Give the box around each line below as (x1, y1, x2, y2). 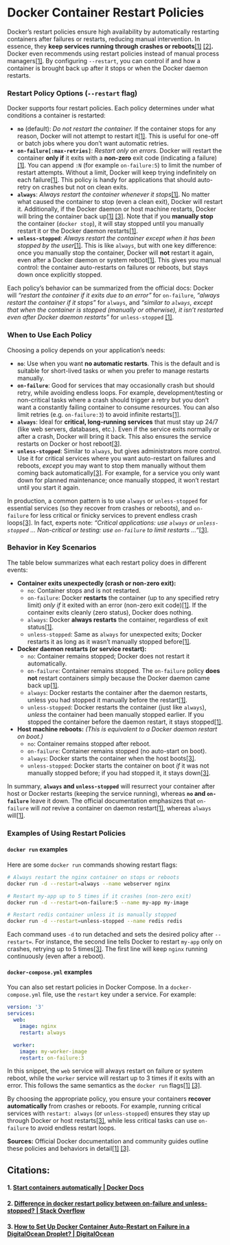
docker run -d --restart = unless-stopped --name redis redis (7, 918, 183, 925)
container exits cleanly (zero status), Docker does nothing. (27, 608, 194, 616)
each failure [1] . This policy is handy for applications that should (16, 176, 196, 184)
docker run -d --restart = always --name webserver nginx (7, 880, 170, 887)
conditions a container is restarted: (7, 111, 106, 119)
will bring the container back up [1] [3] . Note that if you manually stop (16, 212, 214, 220)
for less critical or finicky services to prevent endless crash (30, 511, 198, 519)
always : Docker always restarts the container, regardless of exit (27, 615, 208, 624)
